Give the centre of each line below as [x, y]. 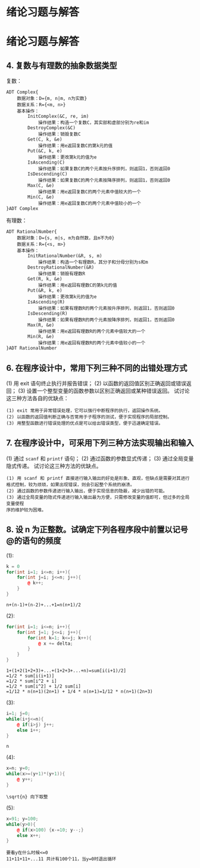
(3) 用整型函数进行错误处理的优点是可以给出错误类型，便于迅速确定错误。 [85, 423]
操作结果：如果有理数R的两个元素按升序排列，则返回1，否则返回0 [106, 308]
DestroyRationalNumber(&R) [61, 268]
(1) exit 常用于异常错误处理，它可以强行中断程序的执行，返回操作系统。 [85, 411]
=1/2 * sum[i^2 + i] [32, 681]
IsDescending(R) [48, 314]
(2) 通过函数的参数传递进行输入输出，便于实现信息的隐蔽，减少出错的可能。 [87, 491]
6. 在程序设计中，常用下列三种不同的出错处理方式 [97, 368]
